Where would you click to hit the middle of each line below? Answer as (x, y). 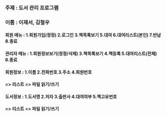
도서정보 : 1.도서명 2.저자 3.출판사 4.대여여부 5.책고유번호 (61, 96)
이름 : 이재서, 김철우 (27, 22)
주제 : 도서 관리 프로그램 (32, 7)
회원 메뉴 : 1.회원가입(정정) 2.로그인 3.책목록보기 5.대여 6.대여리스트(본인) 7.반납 (83, 35)
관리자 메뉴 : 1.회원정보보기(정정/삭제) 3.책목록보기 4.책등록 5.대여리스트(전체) (81, 54)
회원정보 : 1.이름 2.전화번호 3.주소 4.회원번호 (48, 72)
